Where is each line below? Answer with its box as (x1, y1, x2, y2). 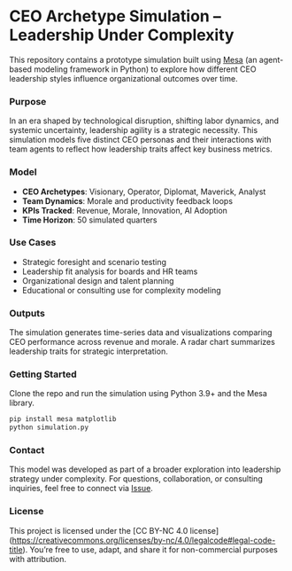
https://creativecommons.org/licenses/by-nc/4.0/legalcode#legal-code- (12, 535, 276, 545)
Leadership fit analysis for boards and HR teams (21, 266, 198, 277)
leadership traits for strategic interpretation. (9, 346, 168, 356)
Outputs (9, 307, 46, 319)
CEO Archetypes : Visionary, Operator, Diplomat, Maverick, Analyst (21, 186, 266, 197)
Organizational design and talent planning (21, 275, 174, 285)
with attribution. (9, 553, 66, 564)
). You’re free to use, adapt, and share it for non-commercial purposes (21, 544, 279, 555)
